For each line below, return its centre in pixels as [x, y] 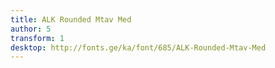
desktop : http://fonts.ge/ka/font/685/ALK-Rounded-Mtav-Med [138, 47]
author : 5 [31, 29]
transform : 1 [37, 38]
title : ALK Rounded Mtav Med [71, 19]
